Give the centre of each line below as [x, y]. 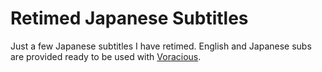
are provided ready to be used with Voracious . [106, 56]
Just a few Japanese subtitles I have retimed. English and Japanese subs [161, 46]
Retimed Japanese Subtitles [129, 18]
